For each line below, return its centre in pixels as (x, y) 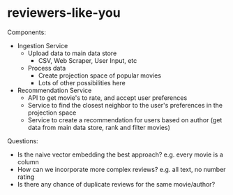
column (28, 161)
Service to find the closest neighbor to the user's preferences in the (125, 105)
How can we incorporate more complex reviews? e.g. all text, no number (121, 169)
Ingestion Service (43, 45)
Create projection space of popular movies (100, 75)
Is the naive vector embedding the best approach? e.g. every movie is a (120, 154)
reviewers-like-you (64, 13)
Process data (47, 68)
